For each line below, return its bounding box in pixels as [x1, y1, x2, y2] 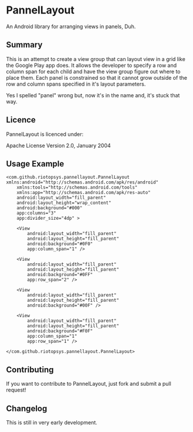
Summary [6, 40, 43, 50]
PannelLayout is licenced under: [6, 130, 84, 138]
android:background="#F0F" [27, 328, 93, 334]
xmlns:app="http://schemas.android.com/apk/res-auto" [16, 190, 151, 196]
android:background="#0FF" [27, 272, 93, 278]
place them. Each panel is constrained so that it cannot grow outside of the [6, 74, 188, 81]
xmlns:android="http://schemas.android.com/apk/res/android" [6, 179, 159, 185]
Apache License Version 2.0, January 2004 [6, 142, 111, 149]
